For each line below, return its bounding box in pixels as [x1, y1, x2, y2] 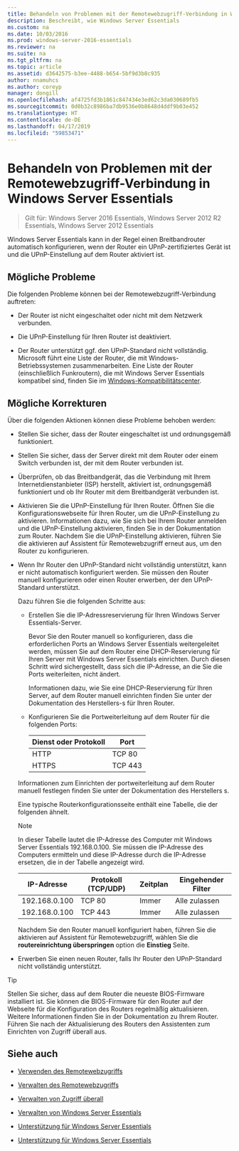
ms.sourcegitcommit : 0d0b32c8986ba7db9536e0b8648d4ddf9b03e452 [7, 103, 199, 110]
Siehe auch [7, 1048, 58, 1060]
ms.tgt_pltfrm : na [7, 57, 62, 64]
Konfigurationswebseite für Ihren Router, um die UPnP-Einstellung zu [17, 509, 220, 517]
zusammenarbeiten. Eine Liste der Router [72, 361, 193, 370]
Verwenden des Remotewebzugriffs [17, 1066, 123, 1075]
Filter [192, 884, 211, 893]
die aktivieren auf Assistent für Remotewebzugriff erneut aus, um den [17, 539, 222, 548]
